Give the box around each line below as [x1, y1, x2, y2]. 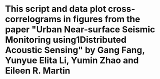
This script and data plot [5, 3, 106, 15]
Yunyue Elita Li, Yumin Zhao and [5, 55, 139, 66]
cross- [108, 3, 136, 15]
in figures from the [63, 14, 140, 25]
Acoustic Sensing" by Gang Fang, [5, 45, 145, 56]
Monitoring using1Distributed [5, 34, 127, 46]
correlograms [5, 14, 62, 25]
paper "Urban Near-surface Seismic [5, 24, 156, 35]
